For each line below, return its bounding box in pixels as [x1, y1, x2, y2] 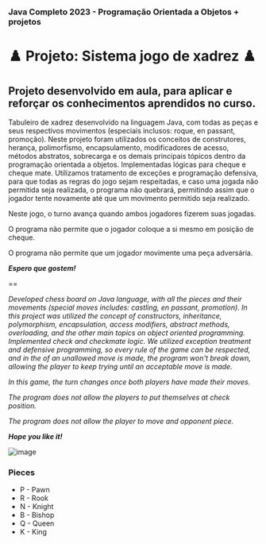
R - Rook [19, 493, 49, 503]
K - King [19, 527, 48, 537]
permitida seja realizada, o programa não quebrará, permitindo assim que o [8, 185, 255, 195]
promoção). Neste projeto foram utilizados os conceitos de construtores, [8, 134, 246, 144]
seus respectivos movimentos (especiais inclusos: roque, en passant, [8, 125, 236, 135]
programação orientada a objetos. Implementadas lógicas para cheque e [8, 160, 246, 169]
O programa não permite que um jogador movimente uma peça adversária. [8, 248, 253, 257]
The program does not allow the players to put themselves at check [8, 392, 230, 402]
